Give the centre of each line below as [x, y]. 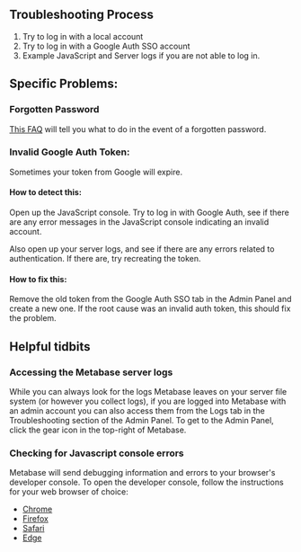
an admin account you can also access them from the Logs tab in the [137, 410]
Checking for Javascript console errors [97, 453]
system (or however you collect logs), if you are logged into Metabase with [148, 401]
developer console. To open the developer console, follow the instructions [147, 482]
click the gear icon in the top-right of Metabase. [98, 430]
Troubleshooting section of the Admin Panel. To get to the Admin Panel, [142, 420]
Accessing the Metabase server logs [91, 372]
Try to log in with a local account [83, 36]
